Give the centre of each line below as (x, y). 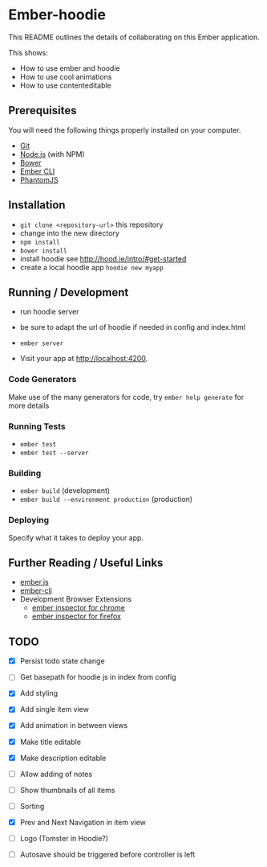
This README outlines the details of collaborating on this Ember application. (134, 37)
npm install (40, 242)
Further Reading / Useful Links (86, 563)
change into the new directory (70, 233)
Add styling (39, 693)
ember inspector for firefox (77, 616)
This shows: (28, 52)
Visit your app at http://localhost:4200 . (84, 359)
